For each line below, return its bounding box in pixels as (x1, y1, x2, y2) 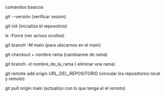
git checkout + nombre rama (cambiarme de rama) (5, 51, 108, 57)
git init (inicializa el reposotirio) (5, 23, 67, 29)
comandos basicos (5, 4, 44, 10)
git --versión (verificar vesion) (5, 14, 66, 19)
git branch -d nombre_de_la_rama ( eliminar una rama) (5, 61, 116, 67)
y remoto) (5, 76, 25, 81)
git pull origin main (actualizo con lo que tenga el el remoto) (5, 85, 126, 91)
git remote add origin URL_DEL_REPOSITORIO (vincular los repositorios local (5, 71, 161, 76)
